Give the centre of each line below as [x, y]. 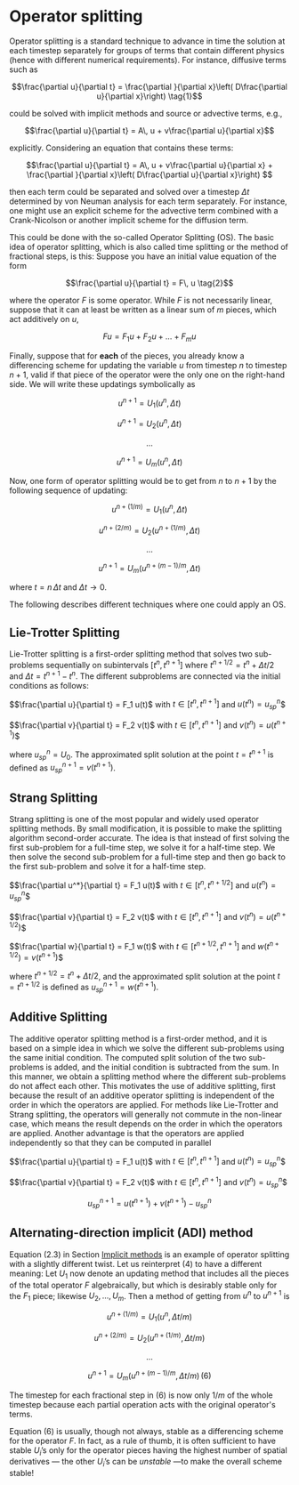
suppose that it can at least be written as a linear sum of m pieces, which [143, 310]
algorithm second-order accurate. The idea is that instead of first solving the [149, 838]
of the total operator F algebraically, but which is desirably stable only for [143, 1285]
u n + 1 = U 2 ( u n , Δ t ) [149, 424]
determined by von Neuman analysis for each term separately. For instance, [148, 201]
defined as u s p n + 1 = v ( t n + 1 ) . [62, 768]
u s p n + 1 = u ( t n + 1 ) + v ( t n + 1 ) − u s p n [149, 1203]
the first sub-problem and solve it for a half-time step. [108, 867]
